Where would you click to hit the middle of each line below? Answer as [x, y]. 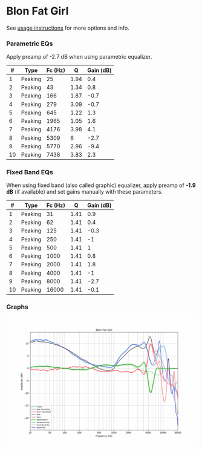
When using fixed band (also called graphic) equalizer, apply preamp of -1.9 [101, 185]
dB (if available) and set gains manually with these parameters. [85, 192]
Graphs [17, 307]
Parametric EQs [30, 44]
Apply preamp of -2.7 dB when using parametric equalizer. [79, 57]
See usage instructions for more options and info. [68, 28]
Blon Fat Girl [37, 11]
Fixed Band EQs [30, 172]
